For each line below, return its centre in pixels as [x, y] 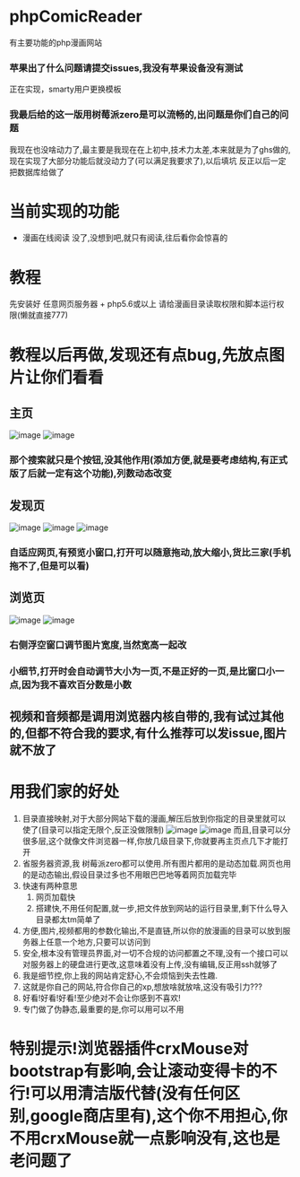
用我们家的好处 [64, 792]
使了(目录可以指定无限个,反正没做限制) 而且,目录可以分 [156, 830]
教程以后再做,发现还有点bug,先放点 [139, 355]
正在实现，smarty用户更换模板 [65, 89]
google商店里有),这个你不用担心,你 [159, 1116]
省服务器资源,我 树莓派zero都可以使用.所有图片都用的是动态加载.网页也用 [156, 864]
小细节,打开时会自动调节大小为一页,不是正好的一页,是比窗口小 [142, 671]
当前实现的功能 [64, 211]
